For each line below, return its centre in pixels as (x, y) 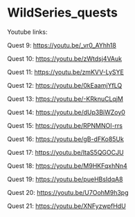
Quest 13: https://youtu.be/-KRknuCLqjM (65, 99)
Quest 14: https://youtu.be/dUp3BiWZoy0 (66, 112)
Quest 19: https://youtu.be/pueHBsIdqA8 (65, 179)
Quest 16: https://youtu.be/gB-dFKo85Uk (66, 139)
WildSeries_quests (62, 13)
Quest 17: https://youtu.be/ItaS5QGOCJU (65, 152)
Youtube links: (27, 32)
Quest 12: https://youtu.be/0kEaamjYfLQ (65, 85)
